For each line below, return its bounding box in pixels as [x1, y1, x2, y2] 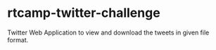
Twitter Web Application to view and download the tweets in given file [7, 28, 210, 37]
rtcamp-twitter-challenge [7, 5, 160, 21]
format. [7, 35, 29, 44]
